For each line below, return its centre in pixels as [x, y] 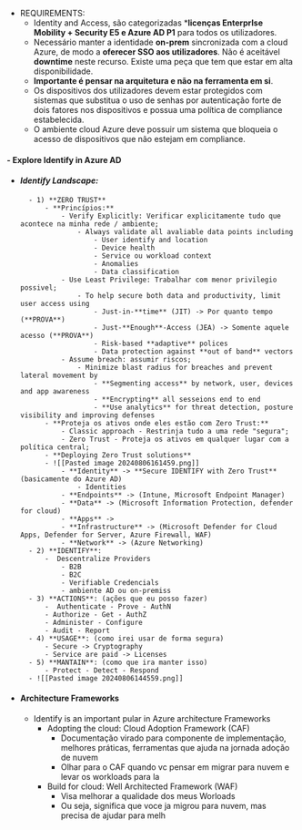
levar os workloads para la [110, 777]
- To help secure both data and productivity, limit [179, 295]
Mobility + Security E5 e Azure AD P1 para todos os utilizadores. [155, 32]
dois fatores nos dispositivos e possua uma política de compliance [158, 110]
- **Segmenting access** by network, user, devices [193, 383]
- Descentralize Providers [97, 558]
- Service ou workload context [153, 256]
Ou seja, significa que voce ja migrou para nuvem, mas [164, 806]
